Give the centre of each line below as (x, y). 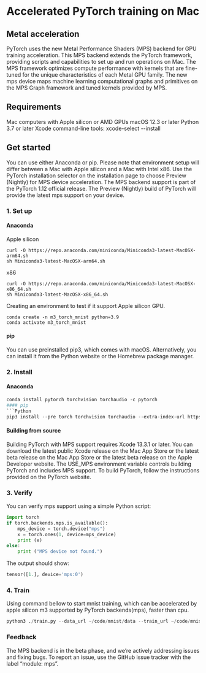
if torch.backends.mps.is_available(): (57, 523)
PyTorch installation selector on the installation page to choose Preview (97, 175)
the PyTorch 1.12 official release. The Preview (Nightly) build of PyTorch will (101, 188)
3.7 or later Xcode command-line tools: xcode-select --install (83, 128)
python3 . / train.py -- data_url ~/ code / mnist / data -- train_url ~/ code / (98, 621)
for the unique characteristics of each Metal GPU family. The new (105, 75)
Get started (29, 148)
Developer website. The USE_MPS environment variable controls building (99, 464)
